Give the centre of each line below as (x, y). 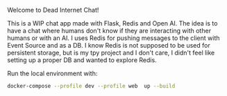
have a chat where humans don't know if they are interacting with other (109, 31)
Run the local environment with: (52, 73)
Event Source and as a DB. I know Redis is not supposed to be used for (109, 45)
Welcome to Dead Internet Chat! (53, 10)
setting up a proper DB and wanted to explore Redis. (82, 60)
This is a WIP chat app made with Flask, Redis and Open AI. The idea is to (112, 23)
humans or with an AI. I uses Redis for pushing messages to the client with (113, 38)
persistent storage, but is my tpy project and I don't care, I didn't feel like (111, 52)
